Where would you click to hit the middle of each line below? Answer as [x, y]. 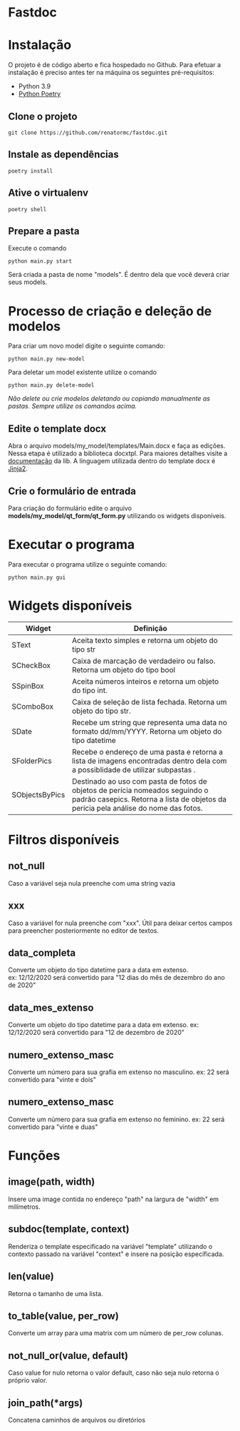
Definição [151, 628]
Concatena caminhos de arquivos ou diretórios [77, 1420]
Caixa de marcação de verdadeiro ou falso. [144, 661]
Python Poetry [40, 94]
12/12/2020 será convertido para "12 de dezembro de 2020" [96, 1033]
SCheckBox [31, 665]
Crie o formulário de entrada [72, 491]
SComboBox [33, 706]
